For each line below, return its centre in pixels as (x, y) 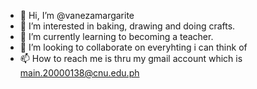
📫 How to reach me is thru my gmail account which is (131, 58)
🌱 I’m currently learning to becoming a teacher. (116, 36)
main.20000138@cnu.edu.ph (79, 73)
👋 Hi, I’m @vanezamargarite (77, 15)
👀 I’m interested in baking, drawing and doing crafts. (127, 26)
